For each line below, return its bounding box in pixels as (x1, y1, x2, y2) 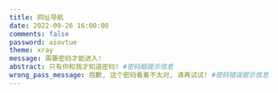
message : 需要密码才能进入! (9, 54, 102, 63)
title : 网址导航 (9, 12, 64, 22)
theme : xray (9, 46, 53, 55)
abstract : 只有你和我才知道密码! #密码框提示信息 (9, 63, 174, 72)
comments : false (9, 29, 69, 38)
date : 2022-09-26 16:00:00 (9, 21, 109, 30)
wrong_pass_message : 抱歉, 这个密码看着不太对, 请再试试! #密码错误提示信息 (9, 71, 269, 80)
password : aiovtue (9, 37, 77, 47)
